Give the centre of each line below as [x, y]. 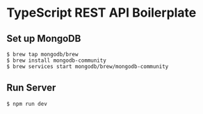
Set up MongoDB [44, 39]
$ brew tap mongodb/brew [42, 54]
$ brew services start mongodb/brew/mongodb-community [88, 67]
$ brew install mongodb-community [57, 60]
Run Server [31, 88]
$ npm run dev [27, 104]
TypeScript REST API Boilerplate [101, 13]
